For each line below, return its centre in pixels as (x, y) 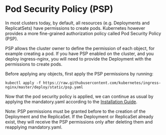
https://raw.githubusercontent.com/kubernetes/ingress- (102, 83)
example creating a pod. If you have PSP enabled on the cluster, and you (80, 54)
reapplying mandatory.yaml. (34, 127)
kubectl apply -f (23, 83)
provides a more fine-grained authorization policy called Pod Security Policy (83, 33)
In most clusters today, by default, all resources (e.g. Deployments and (78, 23)
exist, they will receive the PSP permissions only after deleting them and (79, 122)
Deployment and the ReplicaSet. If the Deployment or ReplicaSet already (79, 116)
